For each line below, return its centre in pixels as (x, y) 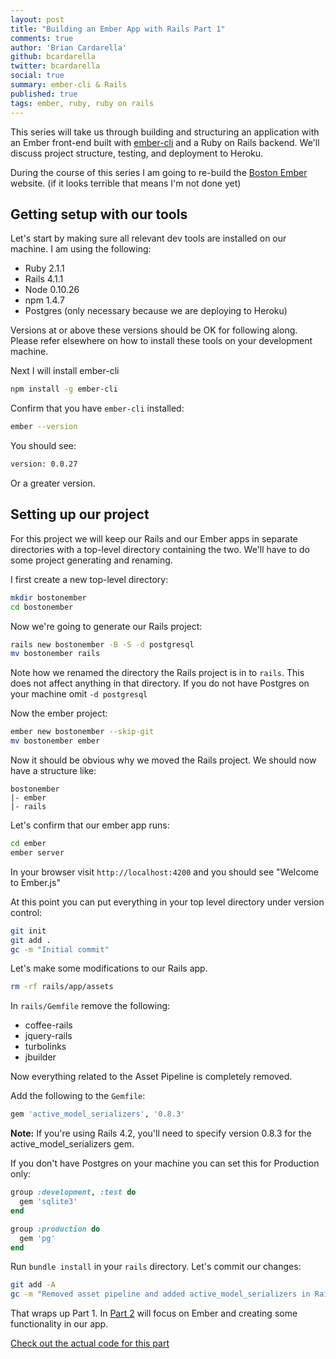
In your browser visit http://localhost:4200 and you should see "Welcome (164, 872)
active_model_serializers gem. (72, 1144)
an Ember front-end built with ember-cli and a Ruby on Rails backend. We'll (165, 142)
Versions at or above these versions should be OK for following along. (154, 330)
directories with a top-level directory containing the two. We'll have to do (160, 549)
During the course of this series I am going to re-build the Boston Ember (159, 172)
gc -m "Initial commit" (60, 949)
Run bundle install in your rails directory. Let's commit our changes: (156, 1267)
